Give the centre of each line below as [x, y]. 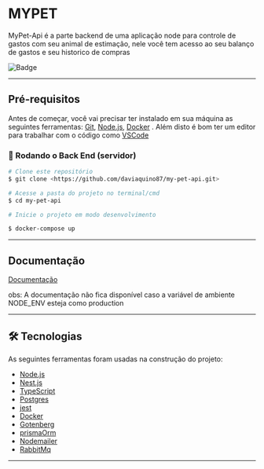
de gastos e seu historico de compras [69, 52]
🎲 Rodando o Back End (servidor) [72, 156]
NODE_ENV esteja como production [66, 303]
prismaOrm [38, 432]
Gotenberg [37, 424]
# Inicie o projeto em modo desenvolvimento [82, 214]
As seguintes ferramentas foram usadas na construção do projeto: [115, 359]
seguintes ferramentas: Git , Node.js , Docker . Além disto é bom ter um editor [132, 126]
